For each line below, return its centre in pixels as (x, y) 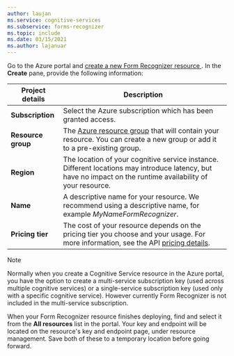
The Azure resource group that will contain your (141, 131)
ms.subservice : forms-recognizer (56, 26)
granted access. (89, 119)
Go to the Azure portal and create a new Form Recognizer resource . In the (114, 66)
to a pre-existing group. (102, 148)
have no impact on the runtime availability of (135, 177)
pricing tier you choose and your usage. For (134, 234)
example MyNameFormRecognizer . (121, 214)
